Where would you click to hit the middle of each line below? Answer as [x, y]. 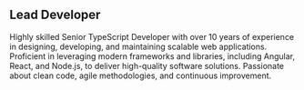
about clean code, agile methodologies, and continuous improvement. [141, 75]
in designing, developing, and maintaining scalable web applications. [138, 46]
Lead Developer [55, 15]
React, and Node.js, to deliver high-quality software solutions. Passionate [147, 65]
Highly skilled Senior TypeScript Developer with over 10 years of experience [152, 36]
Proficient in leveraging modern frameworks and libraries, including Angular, [152, 56]
